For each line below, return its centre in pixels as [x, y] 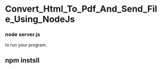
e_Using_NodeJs [40, 19]
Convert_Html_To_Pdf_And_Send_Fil [81, 9]
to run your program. [26, 45]
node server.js [23, 34]
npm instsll [22, 60]
